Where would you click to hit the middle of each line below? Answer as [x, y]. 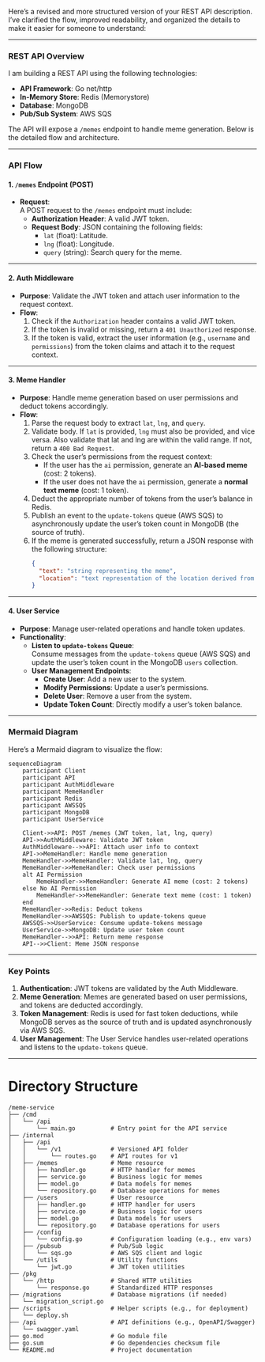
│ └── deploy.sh [38, 1316]
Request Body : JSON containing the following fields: [117, 227]
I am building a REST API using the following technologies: [103, 74]
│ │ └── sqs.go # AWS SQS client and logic [105, 1254]
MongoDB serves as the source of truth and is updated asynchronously [136, 1022]
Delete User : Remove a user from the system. [117, 696]
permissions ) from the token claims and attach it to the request [133, 346]
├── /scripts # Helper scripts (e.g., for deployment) [128, 1309]
